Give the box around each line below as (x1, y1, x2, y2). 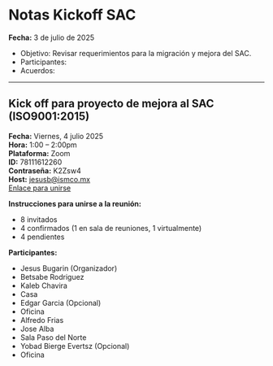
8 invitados (19, 214, 58, 224)
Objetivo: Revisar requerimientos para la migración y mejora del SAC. (19, 48, 252, 58)
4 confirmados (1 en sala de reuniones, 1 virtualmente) (19, 223, 202, 233)
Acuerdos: (19, 65, 55, 75)
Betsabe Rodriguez (19, 272, 84, 281)
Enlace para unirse (8, 183, 71, 193)
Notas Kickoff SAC (8, 6, 136, 24)
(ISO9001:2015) (8, 110, 90, 124)
